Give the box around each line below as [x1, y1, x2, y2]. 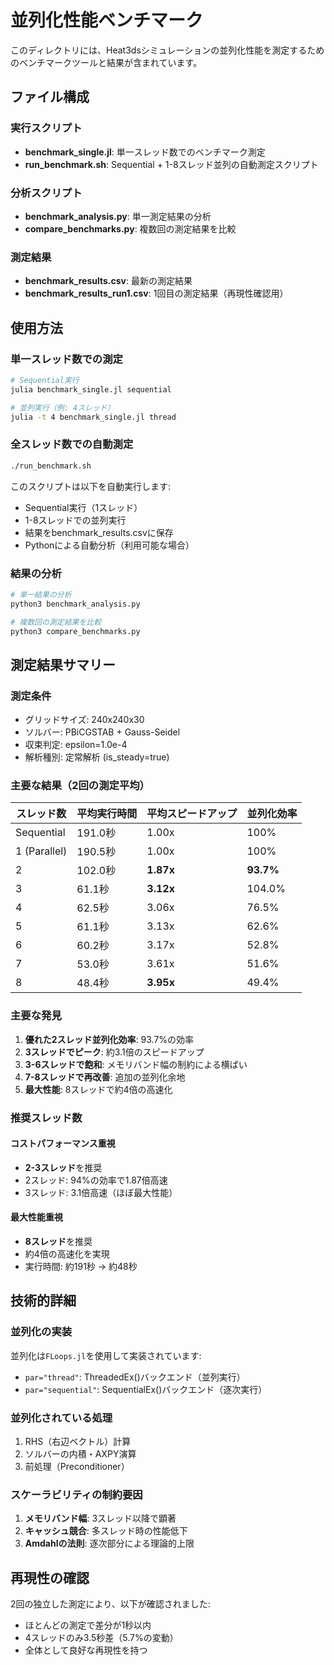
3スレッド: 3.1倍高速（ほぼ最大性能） [24, 1186, 178, 1198]
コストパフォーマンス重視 [10, 1137, 116, 1150]
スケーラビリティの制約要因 [10, 1487, 143, 1501]
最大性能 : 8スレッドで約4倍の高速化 [24, 1083, 173, 1095]
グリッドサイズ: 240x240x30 [24, 714, 145, 726]
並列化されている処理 [10, 1411, 113, 1425]
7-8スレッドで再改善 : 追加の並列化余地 [24, 1071, 186, 1083]
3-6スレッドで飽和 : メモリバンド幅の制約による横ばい [24, 1058, 248, 1070]
